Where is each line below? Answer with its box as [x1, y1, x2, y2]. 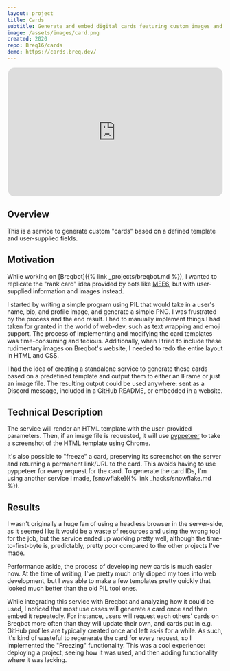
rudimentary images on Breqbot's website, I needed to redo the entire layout [7, 344, 223, 352]
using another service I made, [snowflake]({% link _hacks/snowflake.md [7, 475, 211, 483]
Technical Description [7, 406, 104, 418]
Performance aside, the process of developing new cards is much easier [7, 562, 213, 571]
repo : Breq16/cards [7, 42, 63, 49]
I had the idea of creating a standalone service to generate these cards [7, 365, 208, 373]
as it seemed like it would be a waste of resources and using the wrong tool [7, 527, 221, 536]
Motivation [7, 254, 55, 266]
